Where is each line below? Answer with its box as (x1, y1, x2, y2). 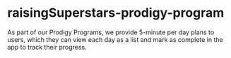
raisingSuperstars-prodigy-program (7, 5, 225, 21)
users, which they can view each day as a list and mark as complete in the (7, 35, 224, 43)
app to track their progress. (7, 43, 87, 51)
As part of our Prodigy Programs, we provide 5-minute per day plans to (7, 28, 215, 36)
